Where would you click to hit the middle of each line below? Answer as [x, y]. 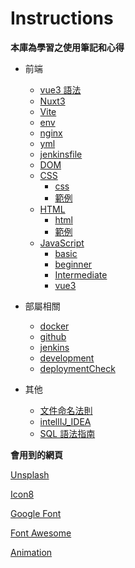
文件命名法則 [66, 410]
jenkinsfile [61, 154]
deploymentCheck [77, 368]
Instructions [62, 18]
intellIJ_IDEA [65, 421]
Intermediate [81, 274]
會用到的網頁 [36, 454]
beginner [73, 264]
